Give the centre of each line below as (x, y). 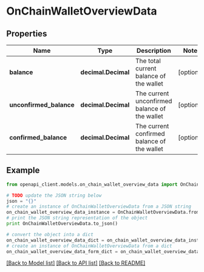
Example (23, 170)
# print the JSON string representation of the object (77, 218)
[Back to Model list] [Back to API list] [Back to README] (76, 263)
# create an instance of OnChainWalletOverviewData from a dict (89, 246)
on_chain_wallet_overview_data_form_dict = (62, 251)
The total (148, 61)
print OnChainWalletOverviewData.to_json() (62, 224)
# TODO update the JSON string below (54, 195)
